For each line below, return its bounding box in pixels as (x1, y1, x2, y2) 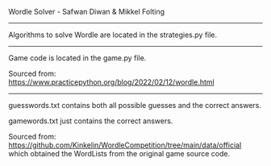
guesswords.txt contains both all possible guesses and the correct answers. (8, 101, 262, 110)
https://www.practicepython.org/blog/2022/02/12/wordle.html (8, 77, 215, 87)
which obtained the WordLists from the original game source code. (8, 149, 231, 158)
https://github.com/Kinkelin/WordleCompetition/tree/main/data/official (8, 140, 242, 150)
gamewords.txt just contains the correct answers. (8, 116, 173, 126)
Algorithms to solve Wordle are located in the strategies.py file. (8, 30, 218, 39)
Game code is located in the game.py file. (8, 53, 147, 63)
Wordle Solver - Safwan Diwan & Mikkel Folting (8, 7, 165, 16)
